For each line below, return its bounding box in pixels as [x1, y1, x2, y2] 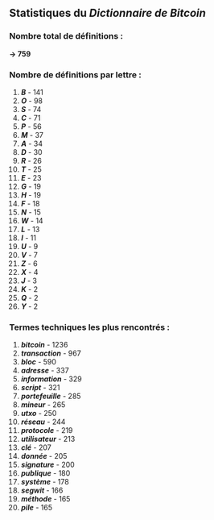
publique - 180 [20, 468, 71, 478]
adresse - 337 [20, 366, 69, 376]
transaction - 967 [20, 348, 81, 358]
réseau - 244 [20, 417, 66, 426]
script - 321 [20, 383, 60, 393]
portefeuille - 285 [20, 391, 81, 401]
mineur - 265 [20, 400, 66, 410]
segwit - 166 [20, 485, 64, 495]
